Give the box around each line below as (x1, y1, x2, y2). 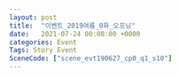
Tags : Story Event (9, 46, 77, 55)
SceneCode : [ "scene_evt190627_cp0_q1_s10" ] (9, 54, 173, 63)
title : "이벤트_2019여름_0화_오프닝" (9, 21, 136, 30)
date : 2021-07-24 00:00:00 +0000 (9, 29, 141, 38)
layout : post (9, 12, 58, 22)
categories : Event (9, 37, 77, 47)
